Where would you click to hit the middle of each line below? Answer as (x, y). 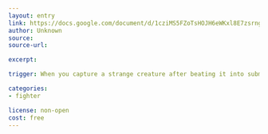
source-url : (28, 45)
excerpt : (23, 60)
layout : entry (32, 16)
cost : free (26, 118)
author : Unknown (35, 30)
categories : (28, 89)
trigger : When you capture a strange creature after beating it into (126, 74)
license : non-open (39, 110)
